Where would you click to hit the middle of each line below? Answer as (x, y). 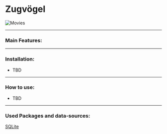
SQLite (12, 127)
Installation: (20, 59)
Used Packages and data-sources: (48, 116)
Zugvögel (25, 9)
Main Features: (24, 40)
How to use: (20, 87)
